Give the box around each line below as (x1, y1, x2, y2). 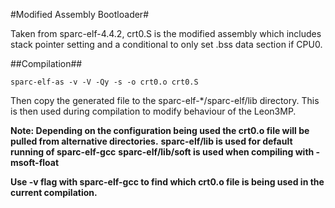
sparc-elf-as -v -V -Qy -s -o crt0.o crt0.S (10, 77, 199, 87)
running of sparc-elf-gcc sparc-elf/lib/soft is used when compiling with (10, 146, 315, 158)
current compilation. (10, 187, 98, 198)
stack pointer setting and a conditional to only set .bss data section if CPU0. (10, 39, 323, 50)
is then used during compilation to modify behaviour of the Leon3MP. (10, 105, 297, 117)
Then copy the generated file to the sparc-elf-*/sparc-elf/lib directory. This (10, 95, 320, 106)
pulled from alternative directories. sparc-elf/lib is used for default (10, 135, 293, 147)
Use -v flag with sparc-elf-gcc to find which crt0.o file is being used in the (10, 176, 325, 188)
